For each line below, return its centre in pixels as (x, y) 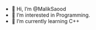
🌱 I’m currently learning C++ (45, 21)
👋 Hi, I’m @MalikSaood (39, 9)
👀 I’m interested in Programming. (51, 15)
